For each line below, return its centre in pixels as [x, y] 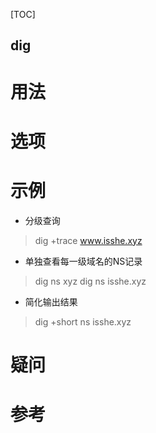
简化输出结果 [51, 301]
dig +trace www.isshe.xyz [88, 240]
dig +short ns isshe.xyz [83, 321]
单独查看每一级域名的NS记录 [83, 261]
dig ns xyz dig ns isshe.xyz [90, 281]
